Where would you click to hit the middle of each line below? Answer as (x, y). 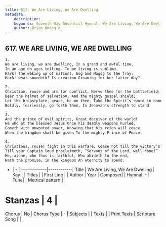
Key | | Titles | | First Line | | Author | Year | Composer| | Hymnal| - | (81, 175)
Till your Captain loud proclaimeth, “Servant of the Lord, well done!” (82, 151)
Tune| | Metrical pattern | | (39, 180)
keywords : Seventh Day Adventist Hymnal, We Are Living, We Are (82, 24)
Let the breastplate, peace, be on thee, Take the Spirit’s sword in (78, 101)
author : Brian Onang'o (37, 28)
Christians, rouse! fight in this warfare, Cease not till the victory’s (83, 146)
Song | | (13, 219)
